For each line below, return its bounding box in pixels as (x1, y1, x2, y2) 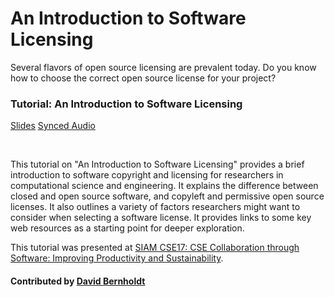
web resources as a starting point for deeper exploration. (10, 222, 245, 234)
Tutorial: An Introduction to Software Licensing (10, 97, 243, 111)
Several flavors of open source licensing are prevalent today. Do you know (10, 61, 317, 73)
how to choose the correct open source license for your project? (10, 72, 277, 84)
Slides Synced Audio (10, 120, 96, 132)
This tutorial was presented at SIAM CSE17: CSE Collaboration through (10, 242, 300, 254)
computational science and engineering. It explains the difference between (10, 180, 319, 192)
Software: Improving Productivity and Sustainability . (10, 252, 224, 264)
